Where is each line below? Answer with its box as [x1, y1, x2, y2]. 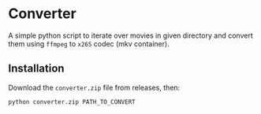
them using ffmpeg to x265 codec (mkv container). [8, 39, 170, 48]
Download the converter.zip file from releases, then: [8, 83, 181, 92]
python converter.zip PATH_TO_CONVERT [8, 97, 136, 106]
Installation [8, 62, 65, 75]
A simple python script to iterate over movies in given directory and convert [8, 31, 254, 40]
